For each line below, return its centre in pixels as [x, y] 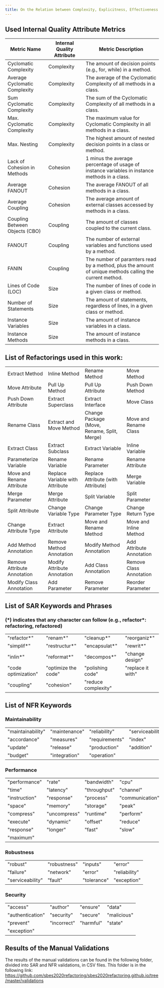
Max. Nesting [23, 144]
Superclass [61, 405]
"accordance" [23, 739]
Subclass [59, 452]
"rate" [53, 782]
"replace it [137, 667]
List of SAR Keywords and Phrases [59, 606]
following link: [19, 970]
